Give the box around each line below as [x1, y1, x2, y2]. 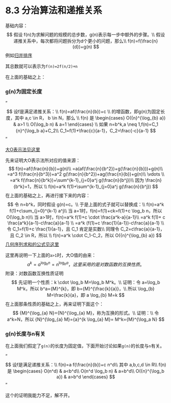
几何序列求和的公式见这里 [5, 241, 59, 248]
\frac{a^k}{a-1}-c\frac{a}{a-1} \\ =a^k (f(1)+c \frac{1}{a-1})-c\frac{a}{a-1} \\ [7, 220, 164, 226]
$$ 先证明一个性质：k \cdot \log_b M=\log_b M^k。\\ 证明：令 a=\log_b [11, 279, 160, 285]
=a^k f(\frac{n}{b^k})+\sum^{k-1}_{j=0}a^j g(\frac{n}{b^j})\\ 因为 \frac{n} [9, 177, 162, 183]
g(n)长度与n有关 [5, 330, 46, 337]
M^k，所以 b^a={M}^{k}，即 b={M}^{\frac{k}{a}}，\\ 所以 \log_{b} [17, 286, 155, 292]
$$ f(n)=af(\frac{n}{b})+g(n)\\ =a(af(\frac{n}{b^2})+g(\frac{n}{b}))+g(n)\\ [8, 165, 163, 172]
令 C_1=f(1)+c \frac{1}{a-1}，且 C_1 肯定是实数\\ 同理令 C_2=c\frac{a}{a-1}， [7, 226, 165, 232]
